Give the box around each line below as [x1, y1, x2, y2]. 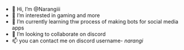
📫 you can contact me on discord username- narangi [11, 37, 144, 44]
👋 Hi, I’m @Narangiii [11, 6, 61, 12]
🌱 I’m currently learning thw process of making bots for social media [11, 18, 179, 25]
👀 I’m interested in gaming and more [11, 12, 101, 19]
